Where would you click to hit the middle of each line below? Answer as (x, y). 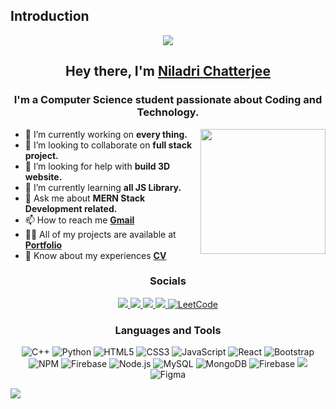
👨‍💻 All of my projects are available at (100, 234)
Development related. (71, 208)
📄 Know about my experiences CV (95, 255)
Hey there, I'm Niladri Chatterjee (168, 71)
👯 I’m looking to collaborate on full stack (108, 145)
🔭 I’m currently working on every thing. (106, 134)
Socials (168, 281)
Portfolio (43, 245)
